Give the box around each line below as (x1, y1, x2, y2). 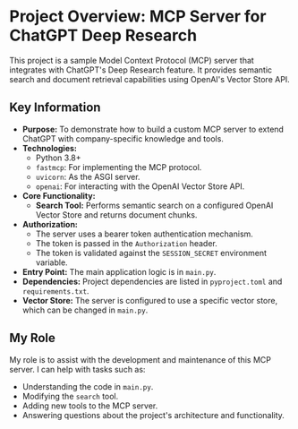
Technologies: (21, 142, 78, 153)
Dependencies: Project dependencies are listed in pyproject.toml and (21, 276, 283, 287)
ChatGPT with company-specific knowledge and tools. (21, 133, 224, 144)
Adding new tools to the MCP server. (21, 400, 158, 411)
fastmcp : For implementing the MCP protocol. (35, 161, 202, 172)
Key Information (9, 100, 101, 116)
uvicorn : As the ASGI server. (35, 171, 140, 182)
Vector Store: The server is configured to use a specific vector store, (21, 295, 278, 305)
